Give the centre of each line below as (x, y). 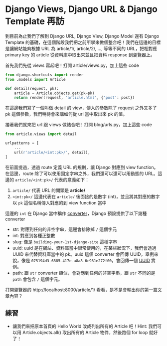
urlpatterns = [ (22, 143)
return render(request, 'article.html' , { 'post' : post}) (75, 98)
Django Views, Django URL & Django (82, 9)
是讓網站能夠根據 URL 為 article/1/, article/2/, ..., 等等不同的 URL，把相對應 (81, 48)
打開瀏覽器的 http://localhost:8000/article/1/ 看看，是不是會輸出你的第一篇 (82, 290)
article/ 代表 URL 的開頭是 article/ (49, 190)
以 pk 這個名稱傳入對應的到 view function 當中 (59, 202)
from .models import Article (35, 79)
